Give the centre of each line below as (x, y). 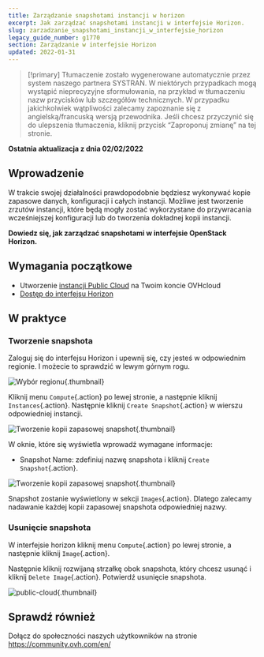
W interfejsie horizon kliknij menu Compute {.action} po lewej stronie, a (120, 545)
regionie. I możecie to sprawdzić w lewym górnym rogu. (99, 366)
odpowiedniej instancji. (46, 414)
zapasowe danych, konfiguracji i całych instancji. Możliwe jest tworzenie (126, 201)
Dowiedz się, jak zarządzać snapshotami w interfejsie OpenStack (117, 233)
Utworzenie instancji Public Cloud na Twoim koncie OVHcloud (120, 285)
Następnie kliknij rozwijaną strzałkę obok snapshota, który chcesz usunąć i (130, 569)
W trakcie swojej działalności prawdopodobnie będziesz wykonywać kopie (129, 192)
